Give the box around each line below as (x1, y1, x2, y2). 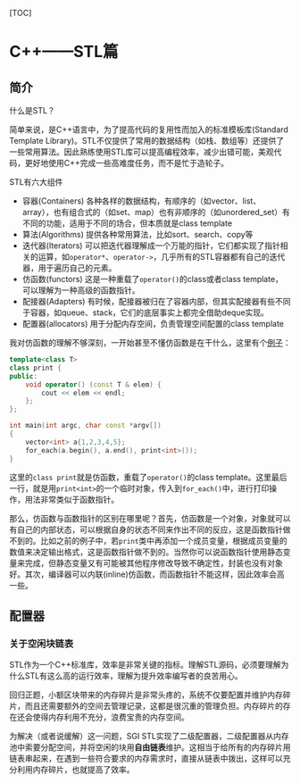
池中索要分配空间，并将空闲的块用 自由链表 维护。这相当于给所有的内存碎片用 (9, 742, 291, 753)
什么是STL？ (9, 105, 55, 115)
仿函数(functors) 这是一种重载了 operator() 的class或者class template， (21, 274, 284, 284)
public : (9, 371, 38, 380)
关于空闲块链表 (9, 637, 74, 650)
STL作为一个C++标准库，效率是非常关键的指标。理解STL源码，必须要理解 (9, 660, 281, 671)
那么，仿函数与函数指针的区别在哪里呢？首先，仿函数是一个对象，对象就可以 (9, 512, 291, 523)
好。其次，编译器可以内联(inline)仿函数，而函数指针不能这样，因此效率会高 (9, 569, 286, 579)
